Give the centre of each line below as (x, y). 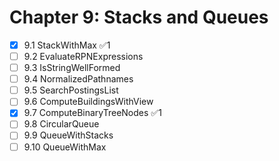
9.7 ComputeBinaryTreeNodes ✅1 (92, 113)
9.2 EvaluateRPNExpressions (83, 56)
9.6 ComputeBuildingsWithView (88, 102)
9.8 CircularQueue (61, 124)
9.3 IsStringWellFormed (72, 68)
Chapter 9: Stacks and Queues (139, 17)
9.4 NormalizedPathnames (78, 79)
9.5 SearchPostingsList (71, 90)
